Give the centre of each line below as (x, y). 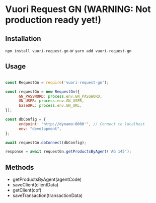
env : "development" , (40, 129)
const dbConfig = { (26, 119)
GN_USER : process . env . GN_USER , (51, 101)
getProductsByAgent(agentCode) (47, 179)
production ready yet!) (53, 20)
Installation (23, 39)
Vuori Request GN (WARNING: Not (78, 9)
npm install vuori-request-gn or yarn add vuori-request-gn (68, 51)
